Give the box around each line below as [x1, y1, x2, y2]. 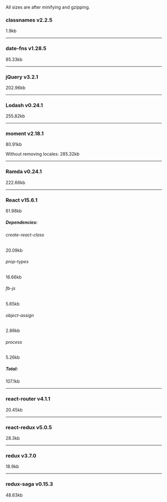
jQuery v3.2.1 [5, 73, 39, 80]
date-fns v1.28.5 [5, 45, 47, 52]
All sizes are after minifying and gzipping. [5, 4, 90, 10]
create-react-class [5, 232, 44, 238]
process [5, 339, 22, 345]
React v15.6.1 [5, 197, 38, 203]
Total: [5, 366, 18, 372]
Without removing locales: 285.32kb [5, 151, 80, 157]
